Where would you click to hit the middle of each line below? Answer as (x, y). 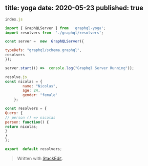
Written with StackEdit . (40, 158)
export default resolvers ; (34, 149)
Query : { (14, 113)
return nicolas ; (21, 126)
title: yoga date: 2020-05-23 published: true (74, 8)
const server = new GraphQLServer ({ (44, 41)
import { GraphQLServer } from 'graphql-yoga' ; (55, 28)
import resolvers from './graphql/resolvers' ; (54, 33)
